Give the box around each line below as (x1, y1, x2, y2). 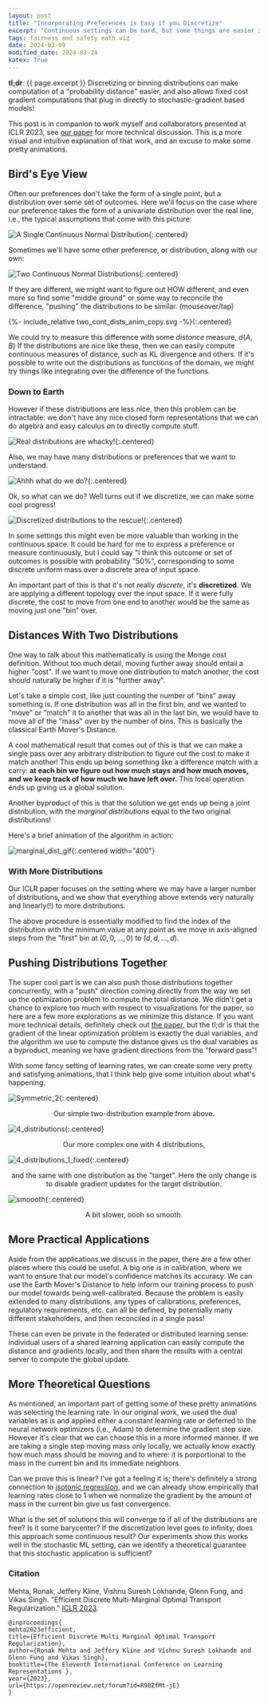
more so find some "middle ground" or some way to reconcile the (8, 293, 223, 302)
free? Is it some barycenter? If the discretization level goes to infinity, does (8, 1523, 254, 1532)
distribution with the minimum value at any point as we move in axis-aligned (8, 925, 258, 934)
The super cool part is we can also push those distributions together (8, 977, 233, 987)
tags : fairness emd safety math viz (8, 34, 130, 42)
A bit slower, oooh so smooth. (85, 1209, 183, 1219)
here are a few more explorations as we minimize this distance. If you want (8, 1011, 254, 1021)
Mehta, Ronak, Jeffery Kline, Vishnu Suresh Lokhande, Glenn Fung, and (8, 1586, 243, 1596)
